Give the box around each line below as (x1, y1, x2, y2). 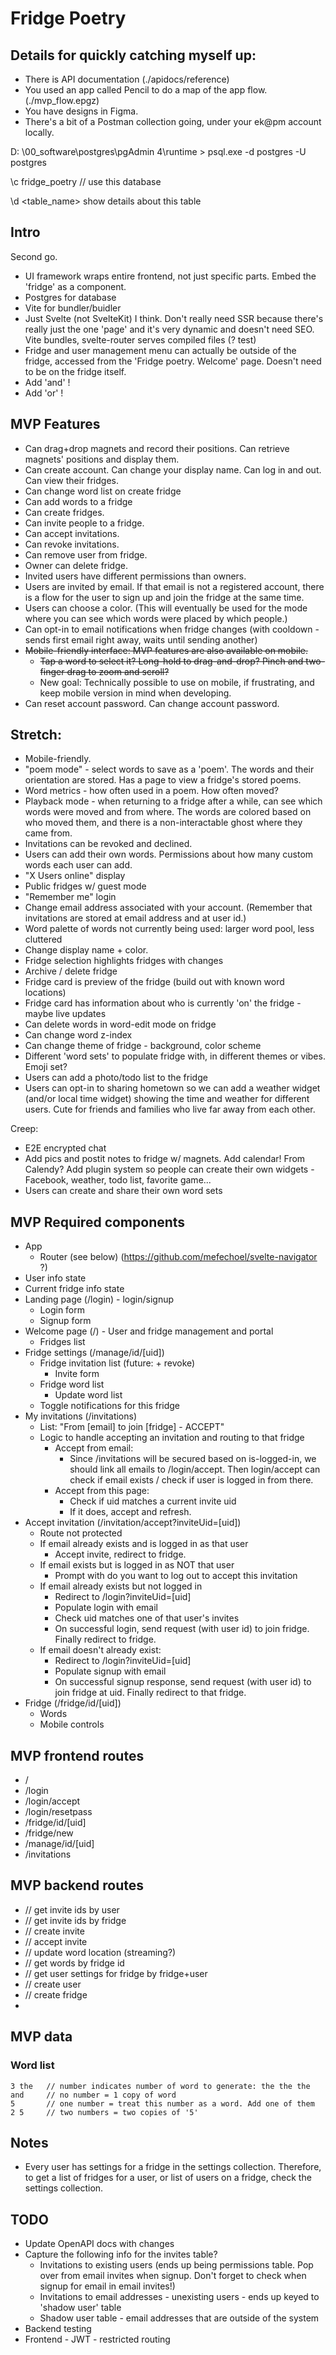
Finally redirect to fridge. (54, 1633, 157, 1646)
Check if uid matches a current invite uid (69, 1495, 237, 1507)
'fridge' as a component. (24, 280, 127, 292)
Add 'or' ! (24, 387, 64, 399)
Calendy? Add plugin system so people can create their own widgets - (24, 1163, 315, 1176)
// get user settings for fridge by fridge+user (24, 1967, 208, 1979)
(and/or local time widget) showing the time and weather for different (24, 1093, 310, 1105)
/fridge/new (24, 1827, 74, 1839)
